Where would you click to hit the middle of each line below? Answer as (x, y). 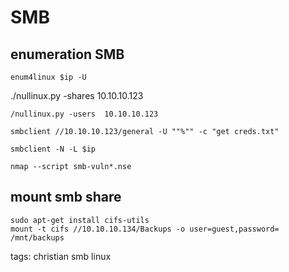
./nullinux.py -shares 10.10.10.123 (77, 95)
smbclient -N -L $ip (53, 149)
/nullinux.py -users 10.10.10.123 (84, 114)
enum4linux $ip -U (48, 77)
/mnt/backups (37, 237)
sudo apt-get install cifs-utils (80, 220)
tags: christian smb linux (61, 256)
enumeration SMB (67, 54)
